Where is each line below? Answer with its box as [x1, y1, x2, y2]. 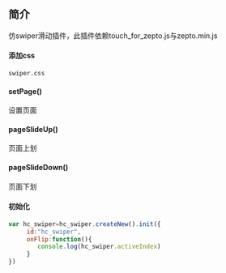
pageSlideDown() [8, 163, 69, 173]
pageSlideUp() [8, 124, 58, 134]
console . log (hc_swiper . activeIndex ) [37, 242, 161, 251]
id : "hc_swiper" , [26, 228, 82, 236]
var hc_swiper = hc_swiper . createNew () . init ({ [8, 220, 161, 228]
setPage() [8, 86, 43, 96]
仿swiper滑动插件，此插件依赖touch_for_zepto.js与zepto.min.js [8, 31, 218, 41]
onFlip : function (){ [26, 235, 92, 243]
